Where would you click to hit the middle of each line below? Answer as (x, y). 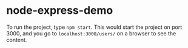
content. (17, 40)
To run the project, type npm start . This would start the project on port (94, 27)
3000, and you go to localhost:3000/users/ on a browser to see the (91, 33)
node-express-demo (60, 10)
